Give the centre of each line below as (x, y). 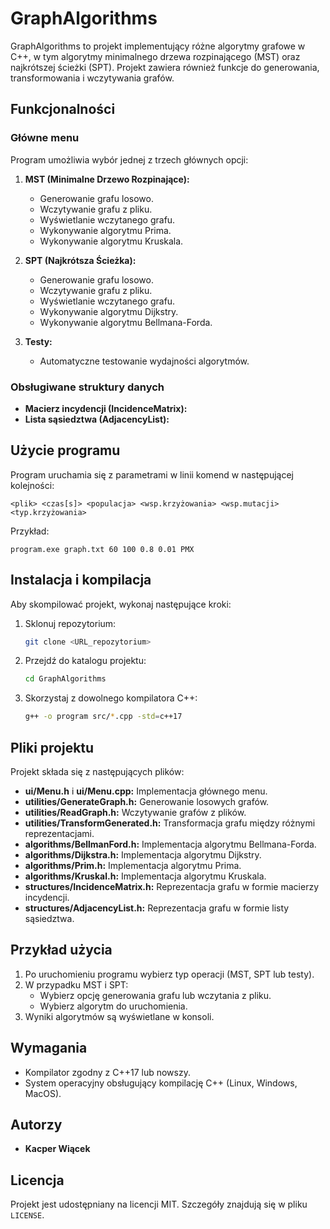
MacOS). (43, 1093)
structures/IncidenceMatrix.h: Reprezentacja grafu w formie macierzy (172, 886)
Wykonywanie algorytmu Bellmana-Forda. (126, 322)
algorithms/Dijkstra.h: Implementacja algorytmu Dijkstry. (143, 854)
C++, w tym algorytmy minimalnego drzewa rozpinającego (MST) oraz (155, 56)
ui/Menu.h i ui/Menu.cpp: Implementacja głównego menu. (146, 791)
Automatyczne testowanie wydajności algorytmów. (144, 361)
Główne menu (45, 138)
